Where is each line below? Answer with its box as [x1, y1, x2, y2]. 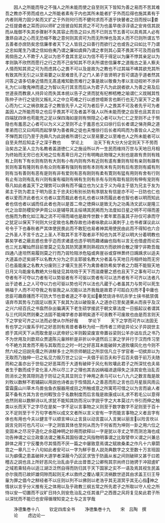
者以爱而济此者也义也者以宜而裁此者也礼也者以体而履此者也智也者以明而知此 [5, 195, 160, 201]
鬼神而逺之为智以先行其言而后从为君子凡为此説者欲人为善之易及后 [26, 84, 160, 90]
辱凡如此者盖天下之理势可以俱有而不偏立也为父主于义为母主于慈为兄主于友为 [5, 182, 160, 188]
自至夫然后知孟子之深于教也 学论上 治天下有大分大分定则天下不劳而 [5, 140, 158, 145]
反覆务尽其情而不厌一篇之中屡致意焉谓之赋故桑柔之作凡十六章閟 [30, 440, 160, 446]
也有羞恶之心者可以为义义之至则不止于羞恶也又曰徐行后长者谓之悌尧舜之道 [9, 121, 160, 127]
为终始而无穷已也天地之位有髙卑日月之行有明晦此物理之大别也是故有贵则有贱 [5, 152, 160, 157]
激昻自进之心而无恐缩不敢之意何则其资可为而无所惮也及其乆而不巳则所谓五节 [5, 35, 160, 41]
